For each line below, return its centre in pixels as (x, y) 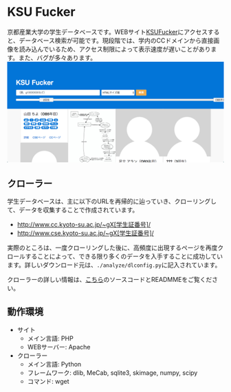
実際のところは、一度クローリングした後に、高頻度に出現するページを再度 (112, 248)
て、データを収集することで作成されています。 (73, 210)
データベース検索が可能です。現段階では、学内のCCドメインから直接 (116, 40)
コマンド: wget (48, 381)
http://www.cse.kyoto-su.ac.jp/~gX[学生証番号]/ (86, 233)
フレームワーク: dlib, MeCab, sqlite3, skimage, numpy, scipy (112, 373)
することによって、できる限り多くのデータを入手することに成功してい (124, 257)
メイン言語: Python (54, 364)
